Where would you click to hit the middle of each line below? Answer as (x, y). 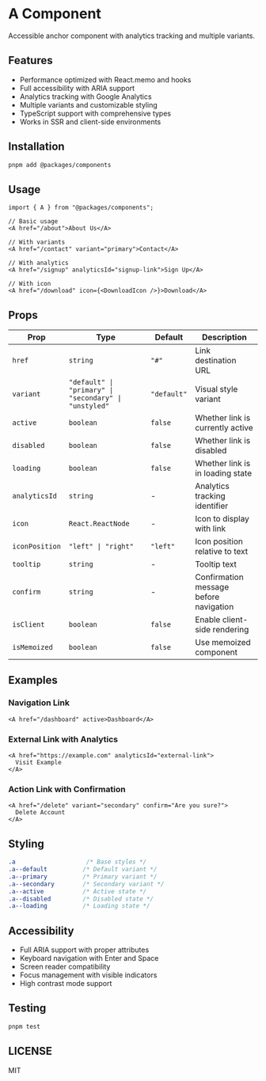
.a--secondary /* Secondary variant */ (86, 884)
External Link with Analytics (63, 739)
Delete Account (40, 813)
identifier (212, 506)
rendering (231, 630)
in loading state (223, 473)
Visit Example (38, 763)
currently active (224, 428)
